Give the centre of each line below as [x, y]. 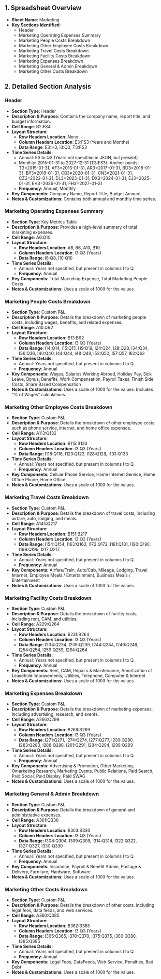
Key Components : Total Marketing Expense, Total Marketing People [79, 278]
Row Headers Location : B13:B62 [51, 338]
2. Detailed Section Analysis [48, 87]
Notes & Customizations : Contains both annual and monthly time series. [84, 199]
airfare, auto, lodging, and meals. [44, 518]
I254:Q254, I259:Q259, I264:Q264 [53, 650]
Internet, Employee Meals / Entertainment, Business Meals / [71, 575]
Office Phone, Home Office [38, 480]
